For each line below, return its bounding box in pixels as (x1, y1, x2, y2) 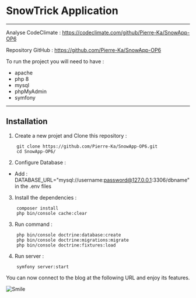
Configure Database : (14, 159, 66, 166)
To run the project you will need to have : (6, 57, 104, 65)
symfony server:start (16, 263, 69, 270)
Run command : (14, 221, 52, 228)
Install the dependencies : (14, 194, 77, 201)
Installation (6, 117, 48, 126)
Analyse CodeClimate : (6, 29, 61, 36)
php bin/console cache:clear (16, 210, 87, 216)
